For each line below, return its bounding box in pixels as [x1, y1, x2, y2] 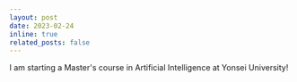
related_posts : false [9, 37, 91, 47]
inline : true [9, 29, 58, 38]
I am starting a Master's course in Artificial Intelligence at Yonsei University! [9, 62, 289, 73]
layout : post [9, 12, 58, 22]
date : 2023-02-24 [9, 21, 74, 30]
